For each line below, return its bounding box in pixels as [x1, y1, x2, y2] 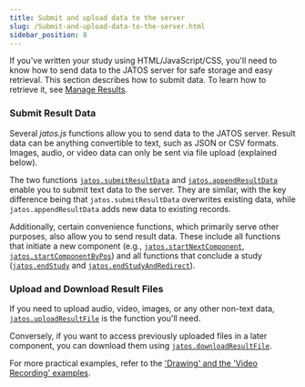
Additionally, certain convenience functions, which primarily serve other [9, 220, 280, 232]
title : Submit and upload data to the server [9, 13, 185, 23]
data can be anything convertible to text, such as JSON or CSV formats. [9, 137, 280, 148]
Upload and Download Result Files [9, 282, 164, 295]
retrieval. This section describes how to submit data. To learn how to [9, 75, 267, 86]
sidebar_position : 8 [9, 30, 88, 39]
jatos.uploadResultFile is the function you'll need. [9, 312, 201, 323]
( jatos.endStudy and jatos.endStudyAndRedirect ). [9, 260, 196, 270]
